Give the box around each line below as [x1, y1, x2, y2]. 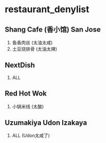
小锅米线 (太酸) [12, 103, 44, 109]
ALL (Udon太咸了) [12, 132, 50, 138]
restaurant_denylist [5, 4, 90, 15]
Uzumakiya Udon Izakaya [5, 119, 87, 127]
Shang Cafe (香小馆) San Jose [5, 25, 101, 34]
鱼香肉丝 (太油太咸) [12, 40, 53, 45]
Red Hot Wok [5, 89, 47, 98]
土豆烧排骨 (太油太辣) [12, 46, 57, 52]
